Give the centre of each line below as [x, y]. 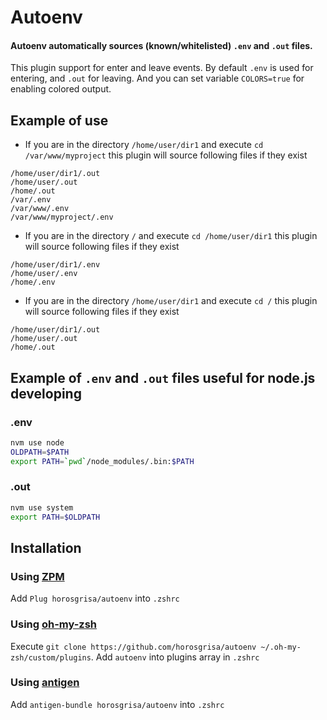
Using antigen [45, 683]
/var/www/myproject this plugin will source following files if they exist [166, 155]
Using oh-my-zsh [54, 624]
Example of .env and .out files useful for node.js [163, 377]
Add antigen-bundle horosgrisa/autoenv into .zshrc [117, 704]
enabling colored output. [61, 89]
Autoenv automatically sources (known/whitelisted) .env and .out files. [161, 45]
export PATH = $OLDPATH [55, 517]
